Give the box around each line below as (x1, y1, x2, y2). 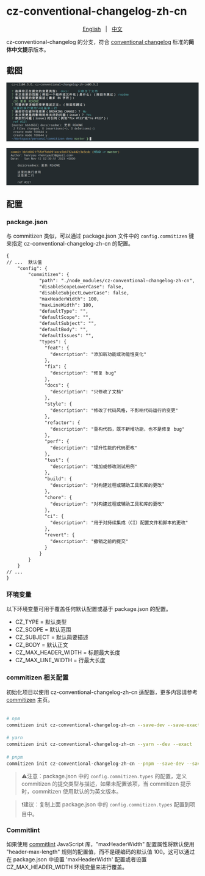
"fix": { (45, 363, 67, 370)
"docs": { (45, 382, 70, 389)
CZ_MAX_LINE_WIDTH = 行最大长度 (15, 657, 106, 664)
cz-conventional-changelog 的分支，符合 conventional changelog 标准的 (6, 38, 189, 45)
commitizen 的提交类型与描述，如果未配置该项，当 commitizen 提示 (21, 780, 192, 787)
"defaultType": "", (38, 308, 88, 315)
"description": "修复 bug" (49, 370, 117, 376)
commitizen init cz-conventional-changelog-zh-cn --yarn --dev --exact (6, 741, 192, 748)
